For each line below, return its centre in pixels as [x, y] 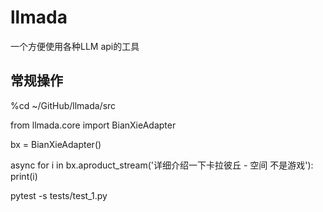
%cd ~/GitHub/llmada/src [63, 105]
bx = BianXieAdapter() [56, 144]
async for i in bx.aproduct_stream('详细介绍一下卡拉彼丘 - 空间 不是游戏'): [162, 165]
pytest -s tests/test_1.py [59, 195]
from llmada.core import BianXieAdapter [93, 125]
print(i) [24, 176]
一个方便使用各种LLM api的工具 [75, 46]
